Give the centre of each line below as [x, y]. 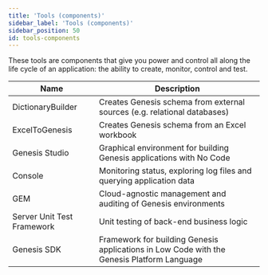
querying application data [147, 181]
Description [177, 88]
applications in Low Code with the [162, 249]
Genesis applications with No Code [164, 158]
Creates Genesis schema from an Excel [172, 125]
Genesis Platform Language [151, 260]
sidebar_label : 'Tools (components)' [71, 23]
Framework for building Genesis [158, 240]
